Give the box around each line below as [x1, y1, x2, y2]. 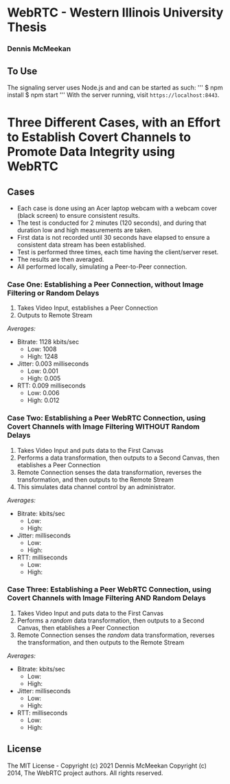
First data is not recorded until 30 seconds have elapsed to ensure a [16, 233, 211, 241]
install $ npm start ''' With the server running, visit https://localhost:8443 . [7, 91, 220, 99]
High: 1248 [27, 352, 58, 361]
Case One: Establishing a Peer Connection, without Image [7, 280, 204, 289]
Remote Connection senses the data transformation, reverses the [16, 468, 203, 476]
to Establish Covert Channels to [7, 129, 191, 145]
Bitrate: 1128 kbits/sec [16, 338, 80, 346]
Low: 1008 [27, 345, 57, 353]
